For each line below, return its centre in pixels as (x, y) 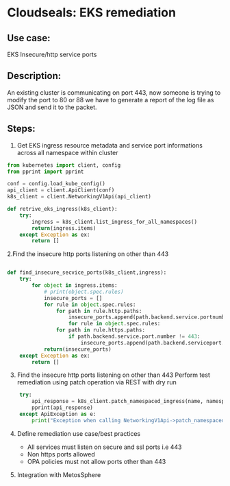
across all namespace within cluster (67, 152)
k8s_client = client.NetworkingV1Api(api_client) (79, 197)
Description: (34, 76)
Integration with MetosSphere (59, 474)
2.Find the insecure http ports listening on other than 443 (88, 254)
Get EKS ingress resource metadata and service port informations (110, 145)
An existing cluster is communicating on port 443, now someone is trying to (114, 92)
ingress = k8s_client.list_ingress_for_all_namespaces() (114, 222)
